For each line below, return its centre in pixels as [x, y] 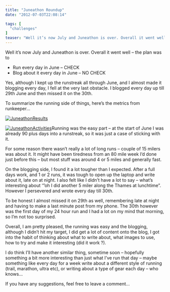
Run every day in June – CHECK [46, 67]
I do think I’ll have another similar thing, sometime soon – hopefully [75, 253]
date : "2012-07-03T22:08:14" [36, 15]
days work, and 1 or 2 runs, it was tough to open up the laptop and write [80, 175]
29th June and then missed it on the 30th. [49, 93]
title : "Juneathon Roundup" [35, 10]
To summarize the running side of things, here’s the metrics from [73, 103]
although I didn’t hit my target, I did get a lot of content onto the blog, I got [82, 232]
